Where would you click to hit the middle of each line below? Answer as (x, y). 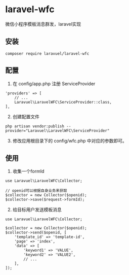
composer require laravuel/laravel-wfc (47, 54)
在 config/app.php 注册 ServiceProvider (54, 83)
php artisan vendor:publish (35, 126)
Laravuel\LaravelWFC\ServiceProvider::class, (63, 102)
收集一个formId (28, 171)
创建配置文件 (26, 116)
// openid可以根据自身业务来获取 (36, 191)
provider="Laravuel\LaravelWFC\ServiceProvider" (57, 130)
